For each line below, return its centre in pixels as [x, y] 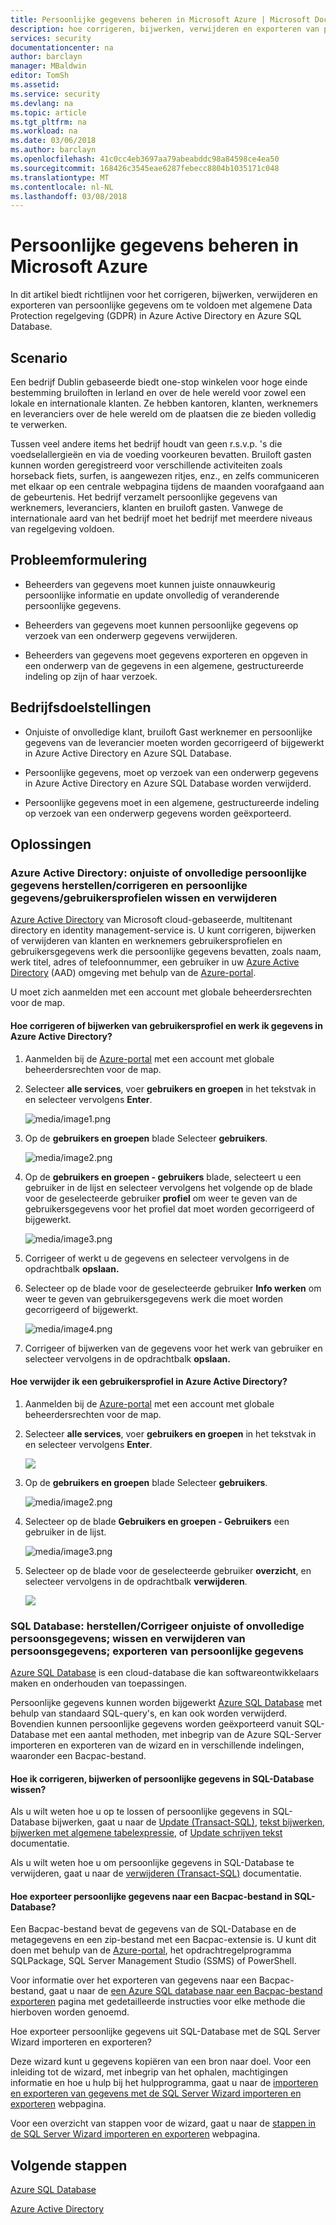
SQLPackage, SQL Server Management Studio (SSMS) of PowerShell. [153, 1961]
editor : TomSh [40, 76]
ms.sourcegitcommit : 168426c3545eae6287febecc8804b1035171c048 [145, 168]
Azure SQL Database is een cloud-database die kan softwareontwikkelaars [165, 1673]
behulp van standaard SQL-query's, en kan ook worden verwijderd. [149, 1713]
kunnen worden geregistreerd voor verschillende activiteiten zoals [146, 465]
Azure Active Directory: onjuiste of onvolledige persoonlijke [158, 873]
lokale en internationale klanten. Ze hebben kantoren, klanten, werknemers [164, 403]
